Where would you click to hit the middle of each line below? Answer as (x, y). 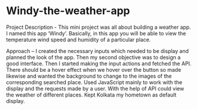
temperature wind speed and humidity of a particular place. (78, 39)
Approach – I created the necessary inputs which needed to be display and (98, 51)
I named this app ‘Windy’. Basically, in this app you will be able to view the (96, 33)
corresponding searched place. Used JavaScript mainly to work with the (94, 82)
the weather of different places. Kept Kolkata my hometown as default (91, 95)
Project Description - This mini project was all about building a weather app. (98, 27)
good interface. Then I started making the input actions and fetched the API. (99, 64)
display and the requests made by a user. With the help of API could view (95, 88)
